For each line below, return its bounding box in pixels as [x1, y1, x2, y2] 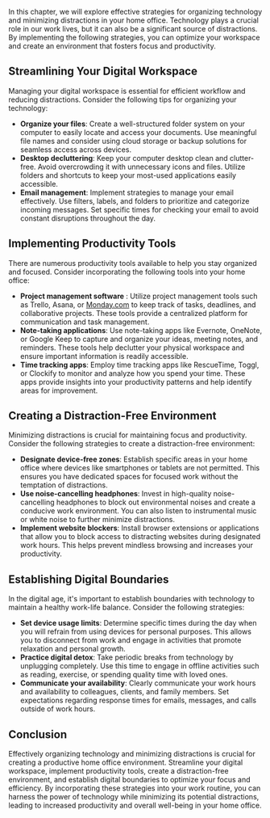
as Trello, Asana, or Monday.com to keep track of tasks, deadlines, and [19, 299, 256, 310]
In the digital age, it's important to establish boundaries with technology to [8, 594, 255, 604]
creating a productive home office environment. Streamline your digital [8, 757, 243, 767]
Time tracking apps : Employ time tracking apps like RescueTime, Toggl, [19, 360, 260, 369]
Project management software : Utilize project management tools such [19, 291, 258, 301]
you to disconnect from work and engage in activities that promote [19, 635, 242, 645]
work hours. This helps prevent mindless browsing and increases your [19, 541, 254, 550]
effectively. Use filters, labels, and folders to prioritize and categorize [19, 196, 250, 205]
